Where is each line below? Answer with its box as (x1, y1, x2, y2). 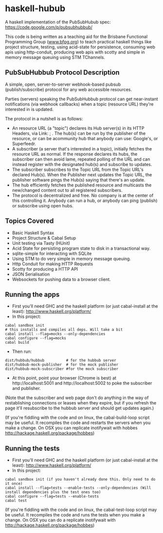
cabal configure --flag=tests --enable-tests (5, 494, 99, 499)
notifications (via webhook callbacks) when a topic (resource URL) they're (5, 101, 154, 107)
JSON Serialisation (12, 271, 50, 277)
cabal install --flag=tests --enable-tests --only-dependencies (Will (5, 485, 151, 491)
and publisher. (12, 386, 41, 391)
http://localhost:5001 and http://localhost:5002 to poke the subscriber (12, 380, 152, 386)
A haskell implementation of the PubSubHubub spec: (5, 19, 111, 25)
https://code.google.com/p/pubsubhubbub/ (5, 24, 92, 30)
